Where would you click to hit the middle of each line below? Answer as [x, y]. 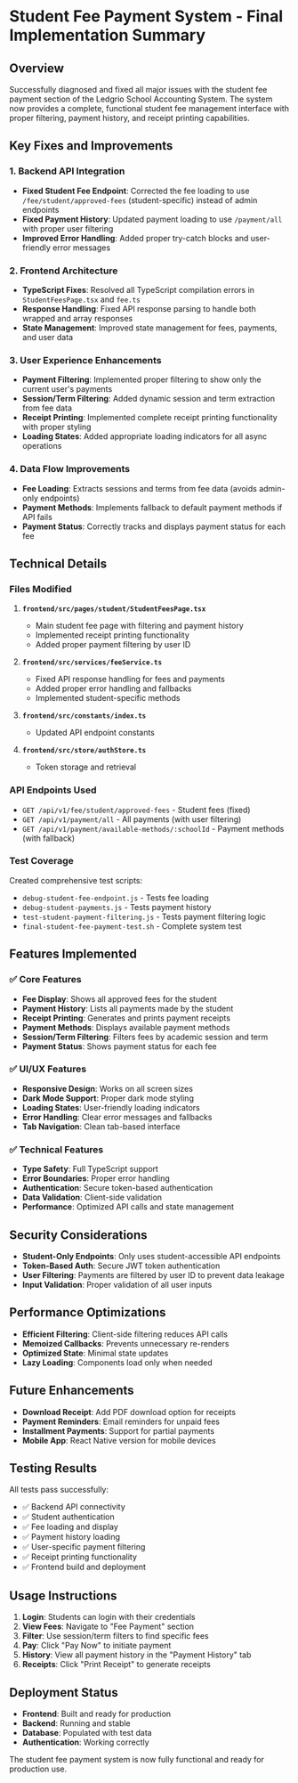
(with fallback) [48, 838]
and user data [48, 337]
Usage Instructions [63, 1596]
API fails [37, 517]
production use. [38, 1769]
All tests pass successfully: [59, 1490]
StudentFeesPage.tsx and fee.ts [81, 299]
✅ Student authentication [68, 1517]
